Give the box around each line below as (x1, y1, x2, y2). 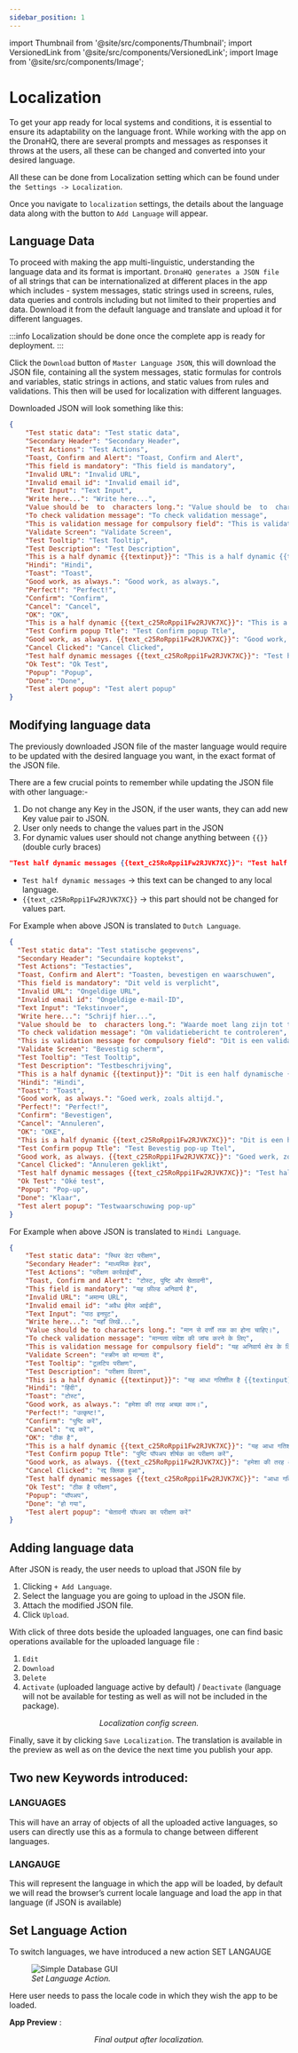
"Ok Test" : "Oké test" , (17, 1177, 105, 1186)
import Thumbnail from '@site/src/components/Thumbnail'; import (9, 37, 253, 48)
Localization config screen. (98, 1718, 200, 1729)
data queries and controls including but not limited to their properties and (9, 295, 277, 306)
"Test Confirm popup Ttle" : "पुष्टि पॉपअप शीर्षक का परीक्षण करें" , (25, 1450, 234, 1459)
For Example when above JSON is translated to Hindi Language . (9, 1226, 241, 1237)
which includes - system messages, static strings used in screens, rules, (9, 285, 275, 296)
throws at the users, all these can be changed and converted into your (9, 145, 266, 155)
